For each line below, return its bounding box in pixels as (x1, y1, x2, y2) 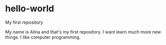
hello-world (5, 3, 55, 14)
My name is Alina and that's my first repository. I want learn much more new (5, 29, 162, 35)
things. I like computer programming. (5, 34, 81, 40)
